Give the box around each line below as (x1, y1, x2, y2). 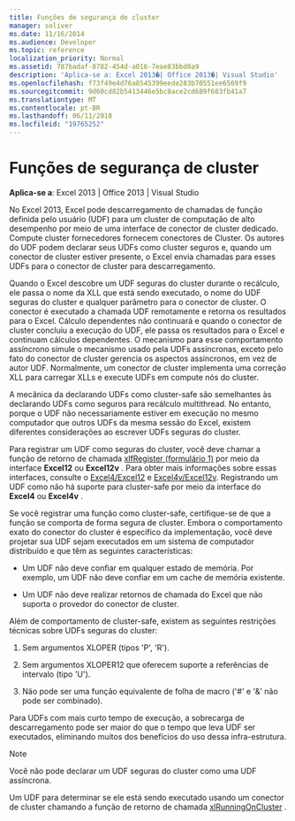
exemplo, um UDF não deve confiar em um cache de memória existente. (21, 572, 285, 582)
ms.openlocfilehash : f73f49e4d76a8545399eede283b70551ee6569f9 (9, 79, 247, 88)
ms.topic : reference (9, 46, 86, 55)
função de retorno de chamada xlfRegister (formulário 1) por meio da (9, 453, 260, 464)
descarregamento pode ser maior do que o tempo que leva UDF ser (9, 722, 256, 733)
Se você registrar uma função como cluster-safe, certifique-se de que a (9, 508, 271, 518)
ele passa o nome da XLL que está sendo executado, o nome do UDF (9, 287, 261, 297)
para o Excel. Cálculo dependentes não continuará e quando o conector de (9, 315, 283, 326)
